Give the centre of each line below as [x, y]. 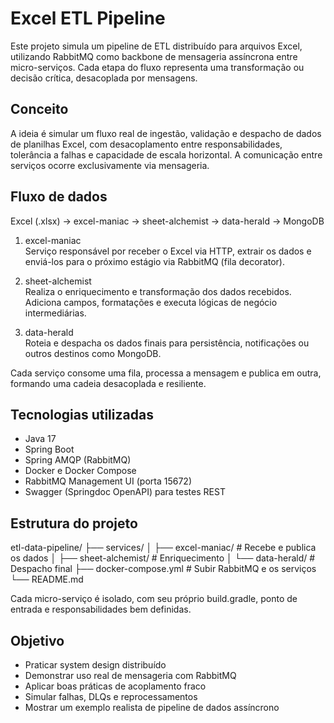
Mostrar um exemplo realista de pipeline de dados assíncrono [152, 707]
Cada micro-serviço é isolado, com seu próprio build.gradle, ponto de [154, 599]
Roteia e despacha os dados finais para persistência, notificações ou [167, 343]
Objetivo [37, 640]
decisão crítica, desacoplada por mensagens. [104, 78]
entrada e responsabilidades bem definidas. [101, 609]
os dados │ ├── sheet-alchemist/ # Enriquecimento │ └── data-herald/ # [163, 558]
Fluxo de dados [59, 197]
